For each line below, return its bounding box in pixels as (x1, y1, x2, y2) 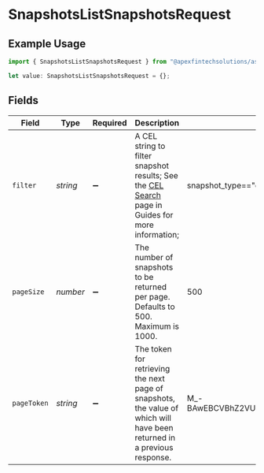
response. (134, 452, 172, 463)
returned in (134, 432, 175, 443)
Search (134, 189, 161, 200)
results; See (134, 169, 178, 181)
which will (134, 412, 171, 423)
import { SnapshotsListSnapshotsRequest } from (8, 58, 167, 65)
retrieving (134, 363, 170, 374)
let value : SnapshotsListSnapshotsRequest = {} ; (8, 72, 170, 80)
